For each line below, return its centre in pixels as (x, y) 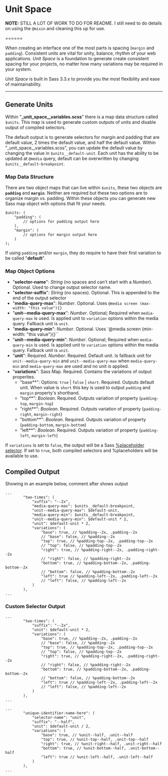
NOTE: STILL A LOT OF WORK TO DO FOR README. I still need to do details (84, 23)
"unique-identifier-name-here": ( (59, 713)
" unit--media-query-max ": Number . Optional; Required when (76, 313)
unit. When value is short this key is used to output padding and (85, 387)
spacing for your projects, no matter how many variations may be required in (84, 64)
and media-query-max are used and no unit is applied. (75, 366)
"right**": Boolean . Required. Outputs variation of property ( (82, 409)
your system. (19, 69)
